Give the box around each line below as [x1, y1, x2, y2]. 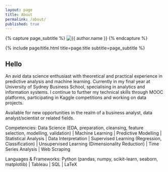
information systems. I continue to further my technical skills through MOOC [5, 89, 163, 95]
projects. [5, 100, 24, 106]
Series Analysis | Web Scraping [5, 146, 71, 152]
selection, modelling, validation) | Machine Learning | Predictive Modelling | [5, 130, 162, 136]
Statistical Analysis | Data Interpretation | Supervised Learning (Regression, [5, 136, 162, 142]
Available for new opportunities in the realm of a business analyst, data [5, 109, 153, 116]
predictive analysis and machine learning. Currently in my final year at [5, 79, 150, 85]
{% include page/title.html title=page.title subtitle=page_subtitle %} [5, 45, 145, 51]
